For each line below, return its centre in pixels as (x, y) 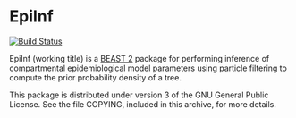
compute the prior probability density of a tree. (95, 77)
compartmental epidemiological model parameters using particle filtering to (148, 68)
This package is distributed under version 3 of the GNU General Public (139, 95)
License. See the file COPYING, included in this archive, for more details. (143, 104)
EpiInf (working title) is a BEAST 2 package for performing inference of (140, 58)
